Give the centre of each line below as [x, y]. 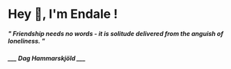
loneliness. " [26, 41]
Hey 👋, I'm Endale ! [63, 14]
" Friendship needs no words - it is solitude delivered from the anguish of [115, 33]
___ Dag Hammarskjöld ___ [47, 59]
